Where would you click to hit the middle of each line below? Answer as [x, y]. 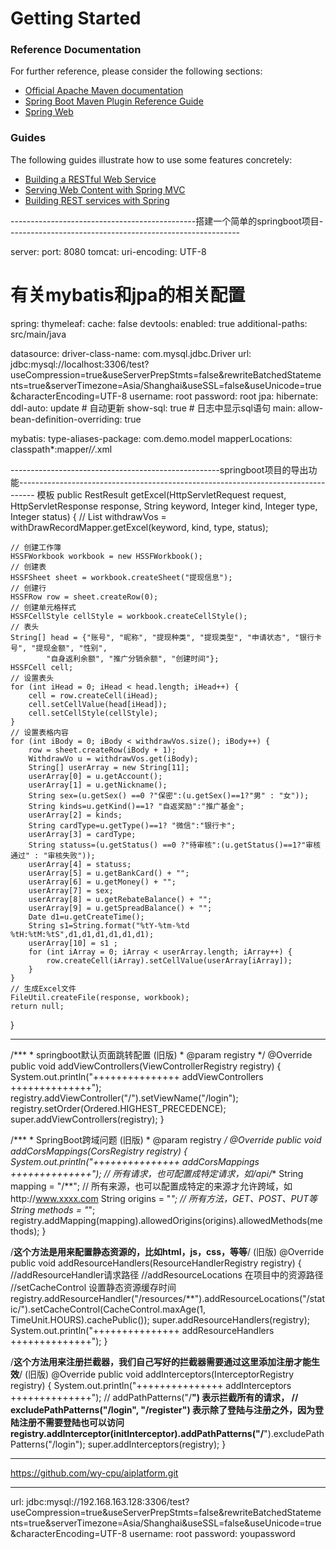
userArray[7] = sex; [71, 890]
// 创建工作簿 [36, 547]
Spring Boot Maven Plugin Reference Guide [114, 101]
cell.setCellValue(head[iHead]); [98, 704]
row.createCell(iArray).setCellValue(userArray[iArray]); [169, 960]
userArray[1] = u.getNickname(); [98, 785]
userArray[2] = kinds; [75, 815]
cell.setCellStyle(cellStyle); [93, 713]
